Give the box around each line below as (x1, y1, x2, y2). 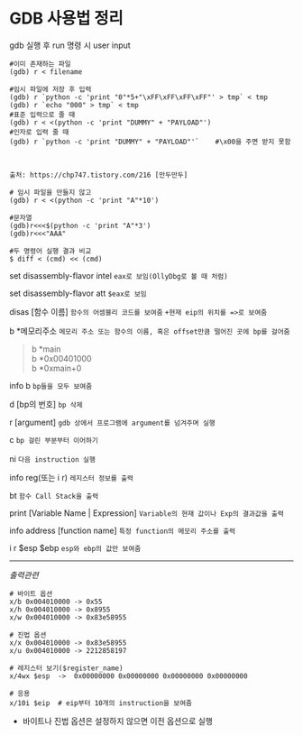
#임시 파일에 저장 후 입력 (9, 85, 92, 94)
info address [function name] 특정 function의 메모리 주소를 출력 (9, 525, 236, 536)
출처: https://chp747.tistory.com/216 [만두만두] (9, 170, 188, 179)
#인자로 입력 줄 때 (9, 127, 69, 136)
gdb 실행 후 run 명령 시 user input (9, 40, 131, 51)
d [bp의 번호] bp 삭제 (9, 399, 83, 409)
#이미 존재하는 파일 (9, 60, 71, 69)
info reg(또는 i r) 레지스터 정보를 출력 (9, 472, 133, 482)
